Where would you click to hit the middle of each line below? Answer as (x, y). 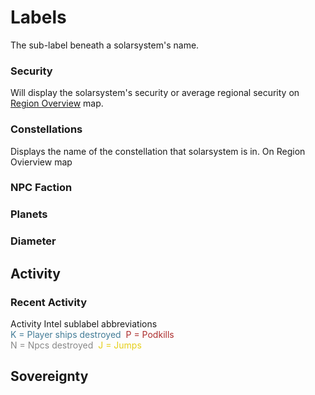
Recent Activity (49, 302)
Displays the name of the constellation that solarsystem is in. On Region (158, 151)
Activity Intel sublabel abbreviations (84, 323)
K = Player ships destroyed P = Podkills (92, 334)
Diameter (33, 241)
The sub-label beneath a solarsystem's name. (105, 45)
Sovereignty (49, 376)
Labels (38, 17)
